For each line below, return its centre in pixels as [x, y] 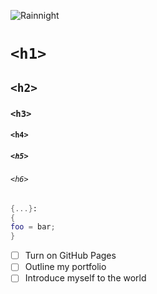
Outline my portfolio [65, 267]
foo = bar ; [33, 227]
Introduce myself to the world [85, 278]
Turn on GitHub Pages [70, 256]
